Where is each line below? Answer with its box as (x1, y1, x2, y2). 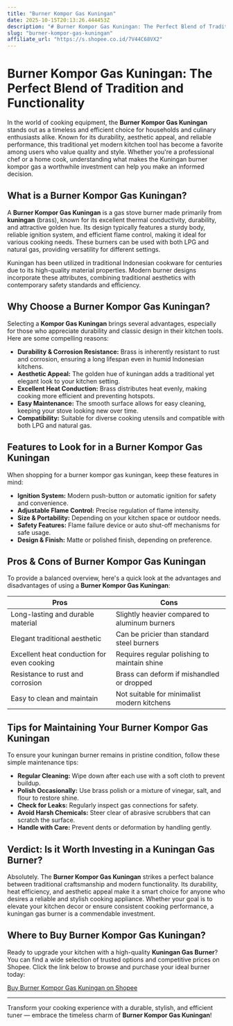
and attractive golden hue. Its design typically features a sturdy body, (7, 223, 206, 231)
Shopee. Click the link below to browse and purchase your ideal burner (7, 962, 210, 971)
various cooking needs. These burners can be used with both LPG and (7, 237, 209, 246)
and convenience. (17, 499, 69, 507)
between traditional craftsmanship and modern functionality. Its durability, (7, 880, 218, 888)
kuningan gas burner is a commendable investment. (7, 909, 156, 918)
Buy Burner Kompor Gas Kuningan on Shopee (7, 983, 138, 992)
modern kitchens (115, 698, 171, 708)
